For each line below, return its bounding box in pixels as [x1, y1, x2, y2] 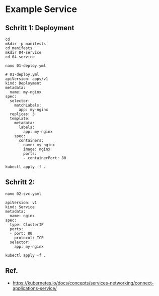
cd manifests [5, 46, 33, 51]
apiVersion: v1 [5, 200, 37, 205]
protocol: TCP [14, 235, 44, 240]
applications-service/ [12, 285, 57, 291]
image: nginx [23, 147, 51, 152]
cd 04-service [5, 54, 35, 59]
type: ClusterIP [10, 222, 44, 227]
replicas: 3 [10, 112, 35, 117]
